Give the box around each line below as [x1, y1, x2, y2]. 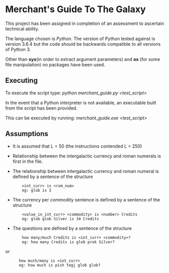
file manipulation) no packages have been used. [5, 61, 105, 67]
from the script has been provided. [5, 105, 77, 111]
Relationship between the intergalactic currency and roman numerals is [12, 153, 161, 159]
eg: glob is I [22, 188, 52, 193]
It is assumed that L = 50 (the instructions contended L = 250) [12, 143, 143, 149]
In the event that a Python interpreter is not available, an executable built [5, 99, 156, 106]
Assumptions [5, 129, 49, 138]
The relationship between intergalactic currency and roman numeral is [12, 168, 159, 174]
